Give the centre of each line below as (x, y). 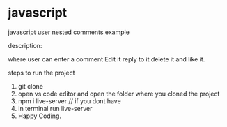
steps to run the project (41, 73)
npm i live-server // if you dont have (69, 101)
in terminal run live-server (55, 108)
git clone (31, 86)
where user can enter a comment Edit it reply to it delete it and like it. (107, 59)
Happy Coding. (40, 116)
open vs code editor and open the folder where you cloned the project (119, 94)
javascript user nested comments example (69, 32)
